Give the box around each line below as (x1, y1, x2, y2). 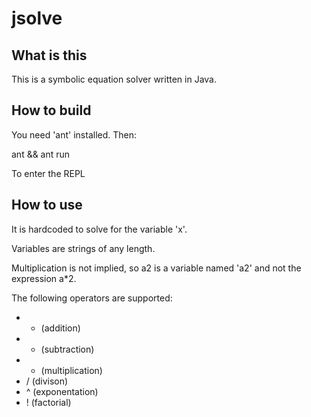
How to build (11, 102, 92, 119)
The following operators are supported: (11, 292, 173, 304)
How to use (11, 197, 83, 214)
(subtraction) (40, 343, 95, 355)
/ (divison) (25, 375, 69, 387)
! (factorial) (25, 396, 72, 408)
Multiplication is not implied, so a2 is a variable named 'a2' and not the (11, 262, 302, 274)
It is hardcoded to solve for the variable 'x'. (11, 223, 188, 235)
